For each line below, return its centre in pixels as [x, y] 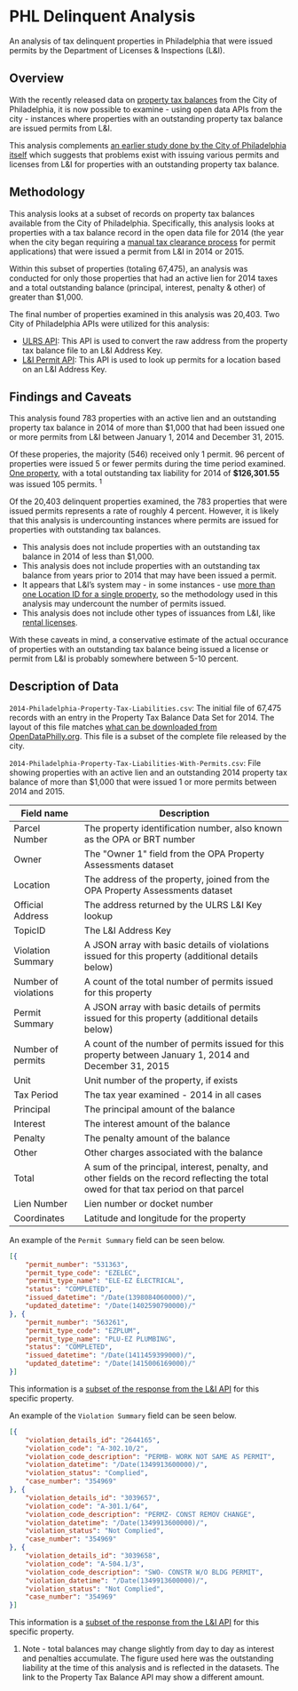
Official [29, 905]
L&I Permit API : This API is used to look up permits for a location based [151, 359]
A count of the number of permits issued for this [184, 1043]
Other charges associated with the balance [173, 1153]
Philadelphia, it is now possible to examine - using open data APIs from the [145, 109]
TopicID [30, 930]
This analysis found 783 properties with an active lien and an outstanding [143, 419]
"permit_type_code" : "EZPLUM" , [83, 1330]
